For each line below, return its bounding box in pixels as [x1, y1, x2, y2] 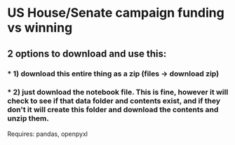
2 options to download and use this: [7, 48, 167, 60]
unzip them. [7, 113, 49, 123]
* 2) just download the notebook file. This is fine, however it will [7, 88, 229, 97]
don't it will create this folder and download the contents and [7, 105, 219, 115]
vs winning [7, 20, 73, 36]
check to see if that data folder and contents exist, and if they [7, 96, 221, 106]
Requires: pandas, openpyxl [7, 130, 88, 138]
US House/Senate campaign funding [7, 5, 224, 21]
